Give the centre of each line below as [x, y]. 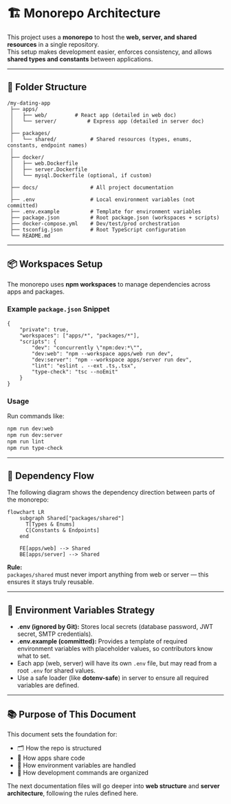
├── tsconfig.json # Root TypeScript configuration [98, 229]
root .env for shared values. [56, 671]
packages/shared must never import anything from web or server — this [108, 575]
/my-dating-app [29, 103]
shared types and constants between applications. [80, 59]
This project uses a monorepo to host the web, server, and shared [102, 37]
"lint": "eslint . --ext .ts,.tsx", [84, 366]
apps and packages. [36, 291]
